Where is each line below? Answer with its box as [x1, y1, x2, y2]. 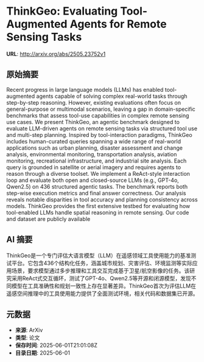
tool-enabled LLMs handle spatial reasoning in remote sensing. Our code [6, 209, 189, 216]
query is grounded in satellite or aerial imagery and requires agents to [6, 163, 181, 171]
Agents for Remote [69, 17, 167, 31]
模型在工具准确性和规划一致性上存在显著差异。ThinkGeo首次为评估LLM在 [11, 282, 197, 290]
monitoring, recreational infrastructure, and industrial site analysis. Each [6, 157, 187, 164]
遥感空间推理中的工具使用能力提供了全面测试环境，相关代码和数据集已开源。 [6, 290, 199, 297]
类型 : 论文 [15, 334, 40, 341]
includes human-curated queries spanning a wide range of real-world [6, 137, 181, 145]
